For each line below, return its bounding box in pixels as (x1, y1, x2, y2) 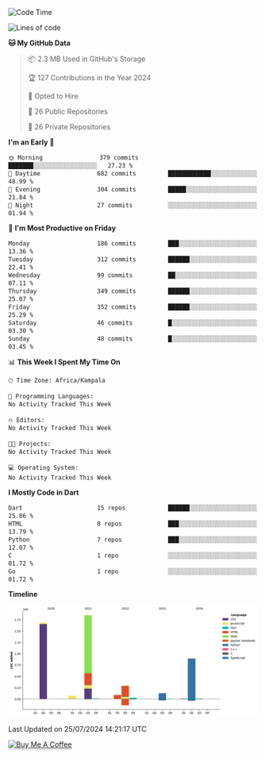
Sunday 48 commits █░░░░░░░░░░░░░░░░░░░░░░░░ (8, 335, 258, 343)
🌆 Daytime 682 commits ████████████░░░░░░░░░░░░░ (8, 170, 258, 178)
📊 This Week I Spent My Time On (8, 357, 121, 367)
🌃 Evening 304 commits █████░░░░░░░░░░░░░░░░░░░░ (8, 186, 258, 194)
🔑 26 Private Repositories (27, 122, 111, 131)
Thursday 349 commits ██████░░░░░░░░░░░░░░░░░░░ (8, 287, 258, 295)
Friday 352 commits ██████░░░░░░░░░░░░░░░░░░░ (8, 303, 258, 311)
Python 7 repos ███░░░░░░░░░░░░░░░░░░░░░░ (8, 536, 258, 544)
